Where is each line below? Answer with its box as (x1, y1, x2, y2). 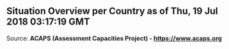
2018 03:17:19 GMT (6, 16, 91, 28)
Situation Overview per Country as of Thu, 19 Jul (6, 5, 219, 17)
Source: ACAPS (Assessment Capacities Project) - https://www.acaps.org (6, 34, 222, 42)
